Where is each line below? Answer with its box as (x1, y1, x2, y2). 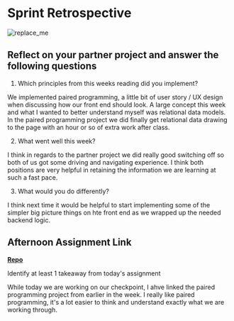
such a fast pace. (7, 173, 58, 182)
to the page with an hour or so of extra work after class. (7, 123, 170, 131)
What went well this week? (17, 136, 96, 145)
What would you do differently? (17, 187, 110, 195)
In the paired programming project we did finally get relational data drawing (7, 115, 228, 124)
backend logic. (7, 215, 51, 224)
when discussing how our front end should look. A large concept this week (7, 100, 226, 109)
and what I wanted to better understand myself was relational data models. (7, 108, 226, 116)
